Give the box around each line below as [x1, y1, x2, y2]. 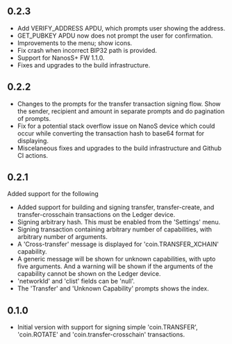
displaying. [17, 136, 49, 145]
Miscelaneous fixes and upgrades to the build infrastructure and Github [17, 144, 222, 152]
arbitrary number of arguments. [17, 233, 108, 241]
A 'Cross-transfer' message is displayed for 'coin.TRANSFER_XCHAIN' [17, 240, 219, 249]
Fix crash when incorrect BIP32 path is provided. [17, 46, 158, 54]
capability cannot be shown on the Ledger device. [17, 270, 161, 278]
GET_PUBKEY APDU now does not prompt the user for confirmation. [17, 31, 213, 40]
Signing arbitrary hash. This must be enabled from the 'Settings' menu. [17, 218, 221, 227]
